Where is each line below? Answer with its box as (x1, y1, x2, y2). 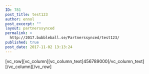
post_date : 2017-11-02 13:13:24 (5, 44, 72, 49)
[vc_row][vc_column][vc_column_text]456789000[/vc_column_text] (5, 58, 144, 64)
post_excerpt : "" (5, 21, 41, 26)
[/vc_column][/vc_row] (5, 63, 52, 69)
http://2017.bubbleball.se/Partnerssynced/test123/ (9, 35, 120, 40)
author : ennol (5, 16, 35, 21)
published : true (5, 40, 39, 45)
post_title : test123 (5, 12, 48, 17)
